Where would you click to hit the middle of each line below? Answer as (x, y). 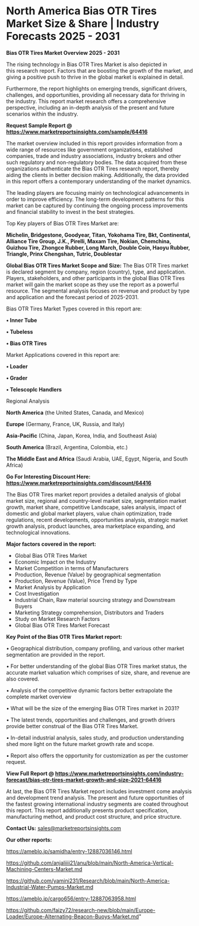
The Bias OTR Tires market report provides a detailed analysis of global (94, 494)
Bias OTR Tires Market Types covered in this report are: (74, 309)
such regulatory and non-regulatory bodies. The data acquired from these (97, 162)
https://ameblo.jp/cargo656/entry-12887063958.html (71, 899)
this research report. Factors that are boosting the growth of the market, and (99, 70)
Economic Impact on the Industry (55, 562)
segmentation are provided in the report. (56, 654)
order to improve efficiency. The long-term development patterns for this (95, 199)
